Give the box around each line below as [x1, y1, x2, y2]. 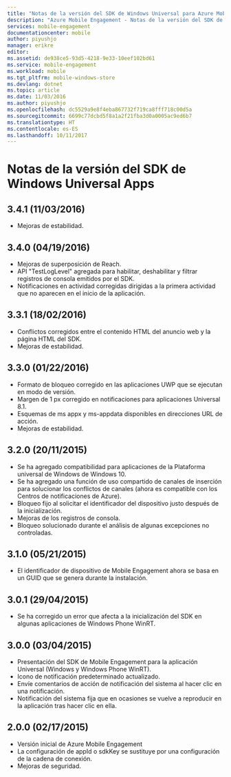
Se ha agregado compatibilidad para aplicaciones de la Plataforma [16, 462, 206, 470]
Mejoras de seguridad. [16, 762, 81, 770]
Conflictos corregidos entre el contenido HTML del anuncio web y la [16, 327, 211, 335]
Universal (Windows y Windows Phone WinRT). [16, 665, 151, 673]
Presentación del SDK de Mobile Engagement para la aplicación [16, 657, 198, 665]
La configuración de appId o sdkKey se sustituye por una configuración [16, 747, 220, 755]
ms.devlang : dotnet [7, 81, 63, 87]
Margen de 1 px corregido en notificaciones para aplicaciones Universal [16, 395, 221, 403]
